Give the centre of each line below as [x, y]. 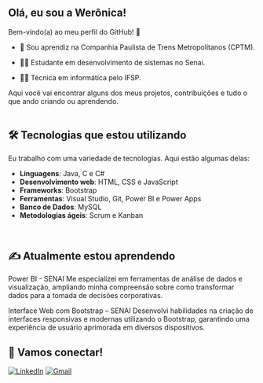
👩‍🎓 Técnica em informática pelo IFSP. [80, 77]
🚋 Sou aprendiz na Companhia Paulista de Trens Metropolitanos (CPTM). [137, 47]
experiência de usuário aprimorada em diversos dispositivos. [107, 328]
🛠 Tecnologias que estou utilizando [97, 136]
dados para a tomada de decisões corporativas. [86, 296]
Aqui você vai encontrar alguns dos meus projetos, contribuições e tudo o [128, 93]
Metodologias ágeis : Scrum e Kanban [81, 215]
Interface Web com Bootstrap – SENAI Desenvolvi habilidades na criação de [131, 311]
